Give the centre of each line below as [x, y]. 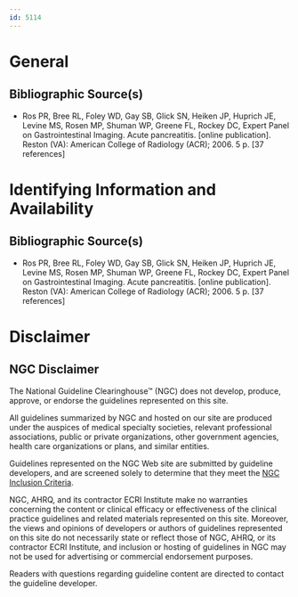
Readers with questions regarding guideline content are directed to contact [147, 573]
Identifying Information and [113, 189]
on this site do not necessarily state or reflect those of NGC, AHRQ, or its [142, 537]
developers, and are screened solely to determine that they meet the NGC [145, 472]
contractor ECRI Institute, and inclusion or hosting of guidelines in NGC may [148, 547]
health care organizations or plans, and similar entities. [109, 446]
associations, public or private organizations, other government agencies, [144, 437]
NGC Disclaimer [54, 369]
